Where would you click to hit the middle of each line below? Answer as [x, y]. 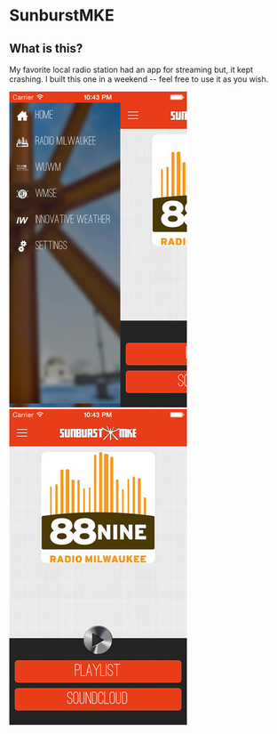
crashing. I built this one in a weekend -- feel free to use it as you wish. [139, 79]
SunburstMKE [62, 16]
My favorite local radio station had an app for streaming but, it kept [131, 69]
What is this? [46, 48]
